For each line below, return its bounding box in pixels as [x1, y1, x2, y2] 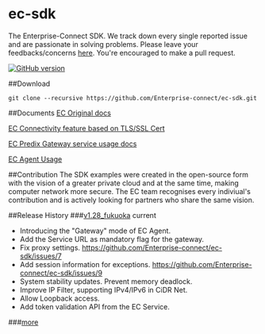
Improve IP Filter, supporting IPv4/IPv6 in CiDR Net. [19, 285, 188, 294]
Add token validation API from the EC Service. [19, 301, 171, 311]
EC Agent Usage [8, 154, 63, 164]
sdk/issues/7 [19, 251, 62, 261]
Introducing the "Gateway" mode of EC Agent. [19, 226, 171, 235]
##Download [8, 79, 51, 88]
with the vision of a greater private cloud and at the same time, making [8, 178, 240, 188]
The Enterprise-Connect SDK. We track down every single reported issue [8, 31, 248, 41]
